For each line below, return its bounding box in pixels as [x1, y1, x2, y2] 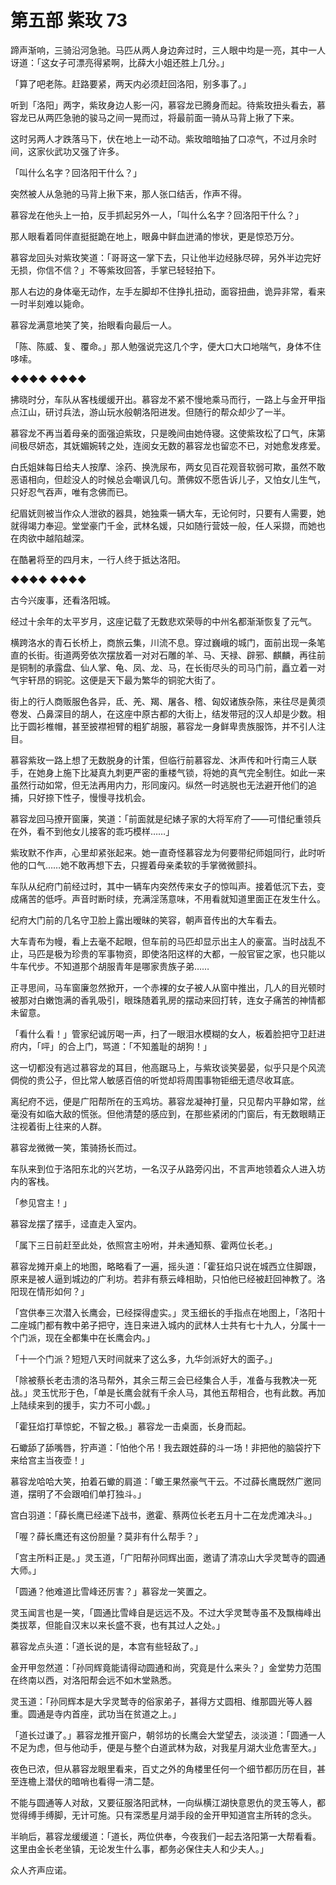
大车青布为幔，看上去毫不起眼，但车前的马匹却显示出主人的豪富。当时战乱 [10, 935, 317, 947]
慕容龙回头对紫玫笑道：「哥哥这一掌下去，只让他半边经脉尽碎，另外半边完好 [10, 251, 322, 263]
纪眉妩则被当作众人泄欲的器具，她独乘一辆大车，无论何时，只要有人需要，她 [10, 507, 326, 519]
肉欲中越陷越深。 [18, 532, 90, 544]
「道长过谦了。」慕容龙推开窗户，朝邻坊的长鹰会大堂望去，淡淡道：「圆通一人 [10, 1729, 326, 1741]
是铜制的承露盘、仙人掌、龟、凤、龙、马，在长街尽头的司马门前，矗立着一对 [10, 661, 326, 673]
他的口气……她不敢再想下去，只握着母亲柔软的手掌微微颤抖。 [10, 859, 263, 871]
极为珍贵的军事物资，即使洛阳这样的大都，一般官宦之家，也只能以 [53, 947, 326, 960]
